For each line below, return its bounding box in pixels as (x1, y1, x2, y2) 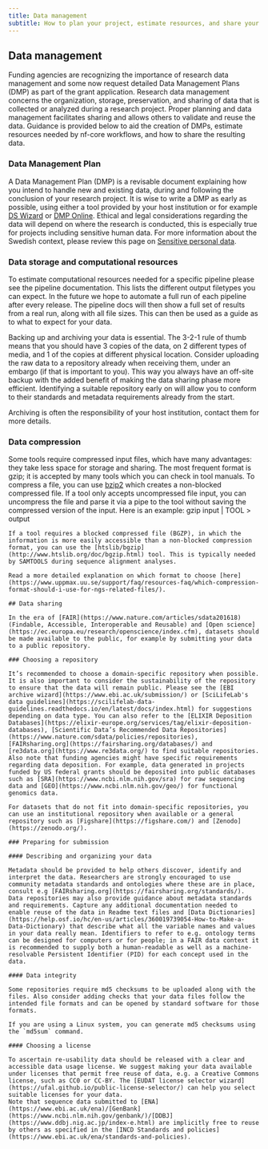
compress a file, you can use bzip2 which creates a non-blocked (8, 480, 222, 490)
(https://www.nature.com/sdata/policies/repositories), (8, 733, 198, 742)
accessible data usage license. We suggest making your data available (8, 1063, 252, 1071)
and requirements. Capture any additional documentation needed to (8, 901, 238, 910)
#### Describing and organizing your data (8, 852, 152, 860)
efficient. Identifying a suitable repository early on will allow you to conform (8, 383, 258, 393)
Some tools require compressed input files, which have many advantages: (8, 455, 252, 464)
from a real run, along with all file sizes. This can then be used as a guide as (8, 308, 258, 318)
